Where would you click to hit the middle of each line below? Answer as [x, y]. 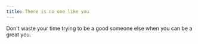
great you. [19, 34]
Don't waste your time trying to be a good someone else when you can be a [99, 28]
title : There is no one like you [48, 11]
